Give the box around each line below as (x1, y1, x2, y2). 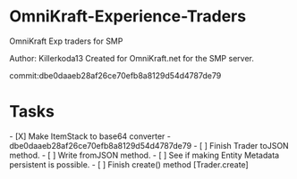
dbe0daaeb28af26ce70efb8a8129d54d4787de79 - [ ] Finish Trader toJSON (9, 140, 289, 151)
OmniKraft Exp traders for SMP (9, 36, 123, 46)
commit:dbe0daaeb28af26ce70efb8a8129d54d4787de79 (9, 69, 222, 81)
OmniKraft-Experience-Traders (9, 6, 247, 27)
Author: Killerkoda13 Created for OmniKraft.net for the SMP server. (9, 53, 255, 63)
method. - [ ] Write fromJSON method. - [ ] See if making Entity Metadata (9, 150, 280, 160)
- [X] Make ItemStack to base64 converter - (9, 131, 172, 142)
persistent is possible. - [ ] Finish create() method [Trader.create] (9, 159, 249, 170)
